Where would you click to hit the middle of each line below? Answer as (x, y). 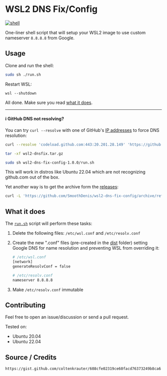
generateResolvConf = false (41, 266)
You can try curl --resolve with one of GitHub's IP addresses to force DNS (83, 130)
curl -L (13, 196)
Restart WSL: (19, 84)
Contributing (25, 305)
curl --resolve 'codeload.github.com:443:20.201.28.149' (65, 144)
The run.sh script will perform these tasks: (49, 224)
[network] (23, 262)
